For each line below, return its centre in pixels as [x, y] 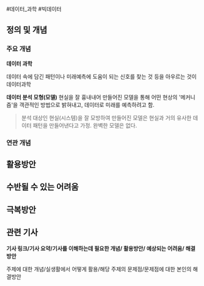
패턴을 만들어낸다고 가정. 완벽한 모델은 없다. [85, 125]
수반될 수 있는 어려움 [42, 187]
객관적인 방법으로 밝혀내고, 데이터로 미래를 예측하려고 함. [87, 105]
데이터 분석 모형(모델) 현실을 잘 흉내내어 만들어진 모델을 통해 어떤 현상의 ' [94, 97]
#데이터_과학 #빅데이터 [34, 9]
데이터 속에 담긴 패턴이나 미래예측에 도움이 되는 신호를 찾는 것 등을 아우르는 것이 [102, 76]
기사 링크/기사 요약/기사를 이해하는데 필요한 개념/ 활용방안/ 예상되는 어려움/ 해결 [101, 248]
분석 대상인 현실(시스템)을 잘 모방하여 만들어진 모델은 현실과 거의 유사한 [106, 117]
